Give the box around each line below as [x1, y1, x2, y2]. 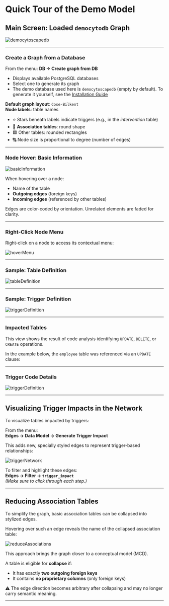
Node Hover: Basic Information [5, 155, 82, 162]
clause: [5, 356, 21, 362]
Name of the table [12, 185, 50, 191]
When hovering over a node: [5, 175, 64, 182]
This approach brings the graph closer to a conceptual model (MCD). [5, 550, 148, 557]
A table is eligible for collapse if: [5, 560, 72, 566]
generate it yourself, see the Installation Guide [12, 92, 108, 98]
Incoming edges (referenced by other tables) [12, 196, 107, 202]
